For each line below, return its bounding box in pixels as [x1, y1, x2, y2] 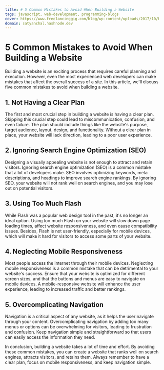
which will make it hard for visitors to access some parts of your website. [5, 233, 152, 239]
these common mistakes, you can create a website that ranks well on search [5, 349, 159, 355]
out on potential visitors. [5, 185, 54, 191]
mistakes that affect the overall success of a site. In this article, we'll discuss [5, 79, 159, 85]
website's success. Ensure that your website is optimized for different [5, 271, 145, 277]
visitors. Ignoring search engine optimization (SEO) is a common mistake [5, 164, 151, 170]
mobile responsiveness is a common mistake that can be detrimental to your [5, 265, 159, 272]
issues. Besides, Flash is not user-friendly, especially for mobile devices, [5, 228, 151, 234]
